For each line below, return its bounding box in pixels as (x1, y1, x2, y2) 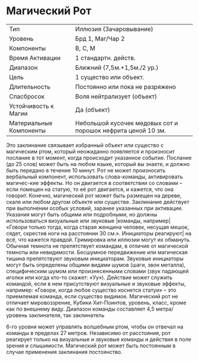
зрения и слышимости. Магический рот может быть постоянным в (6, 342, 176, 349)
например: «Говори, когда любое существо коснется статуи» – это (6, 286, 176, 293)
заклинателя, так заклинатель (28, 311, 105, 318)
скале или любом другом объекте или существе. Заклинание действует (6, 198, 190, 205)
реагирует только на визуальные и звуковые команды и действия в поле (6, 336, 191, 343)
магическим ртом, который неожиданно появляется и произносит (6, 148, 175, 155)
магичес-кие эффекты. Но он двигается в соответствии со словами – (6, 179, 182, 186)
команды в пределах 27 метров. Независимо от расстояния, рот (6, 329, 171, 336)
